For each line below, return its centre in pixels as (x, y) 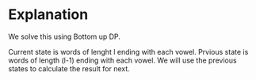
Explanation (48, 15)
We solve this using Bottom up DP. (65, 36)
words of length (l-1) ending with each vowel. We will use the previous (122, 60)
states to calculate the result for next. (69, 68)
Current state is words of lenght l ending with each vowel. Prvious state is (128, 51)
